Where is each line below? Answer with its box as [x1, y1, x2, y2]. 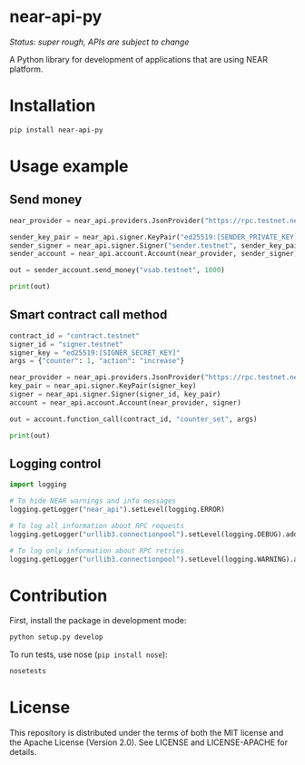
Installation [9, 95, 96, 116]
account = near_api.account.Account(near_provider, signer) [9, 397, 242, 407]
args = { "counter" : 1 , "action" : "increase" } [9, 357, 184, 366]
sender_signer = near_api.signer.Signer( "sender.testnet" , [9, 240, 238, 250]
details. [9, 747, 37, 758]
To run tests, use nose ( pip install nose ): [9, 649, 168, 660]
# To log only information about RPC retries [9, 546, 184, 555]
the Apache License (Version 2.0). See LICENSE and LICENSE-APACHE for [9, 737, 289, 748]
